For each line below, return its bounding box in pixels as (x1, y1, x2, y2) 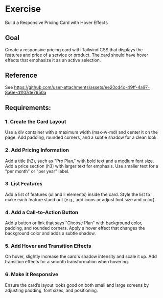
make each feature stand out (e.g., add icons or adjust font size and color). (5, 196, 156, 202)
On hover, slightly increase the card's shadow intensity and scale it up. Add (5, 254, 157, 259)
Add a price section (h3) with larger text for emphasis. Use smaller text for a (5, 163, 159, 169)
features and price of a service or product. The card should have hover (5, 52, 148, 58)
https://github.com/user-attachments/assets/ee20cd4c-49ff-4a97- (14, 84, 150, 90)
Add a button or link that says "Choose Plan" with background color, (5, 220, 143, 226)
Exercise (5, 3, 41, 15)
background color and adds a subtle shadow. (5, 231, 96, 236)
